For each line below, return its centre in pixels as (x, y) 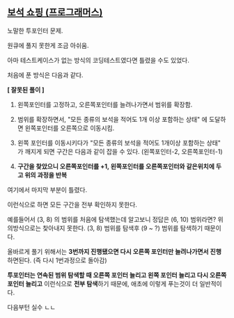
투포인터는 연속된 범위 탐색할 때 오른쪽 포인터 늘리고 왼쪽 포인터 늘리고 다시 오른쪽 (117, 275)
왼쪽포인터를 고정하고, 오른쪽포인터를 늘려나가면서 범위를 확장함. (105, 104)
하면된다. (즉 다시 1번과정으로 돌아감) (57, 260)
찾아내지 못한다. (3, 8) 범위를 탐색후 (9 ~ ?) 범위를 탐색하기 (123, 228)
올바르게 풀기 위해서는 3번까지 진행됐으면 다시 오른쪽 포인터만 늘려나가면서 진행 (114, 251)
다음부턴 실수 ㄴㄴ (31, 307)
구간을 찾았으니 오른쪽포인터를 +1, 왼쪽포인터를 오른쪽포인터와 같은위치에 (116, 166)
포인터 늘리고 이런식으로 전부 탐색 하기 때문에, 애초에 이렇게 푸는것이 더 (103, 283)
